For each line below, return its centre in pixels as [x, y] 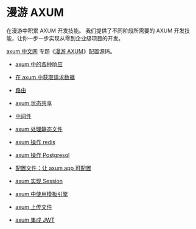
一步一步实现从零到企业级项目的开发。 [75, 38]
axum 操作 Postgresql [42, 155]
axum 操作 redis [35, 142]
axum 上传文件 [33, 207]
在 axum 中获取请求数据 [45, 77]
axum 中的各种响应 [39, 64]
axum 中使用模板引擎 [41, 194]
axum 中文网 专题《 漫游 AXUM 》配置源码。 [61, 51]
